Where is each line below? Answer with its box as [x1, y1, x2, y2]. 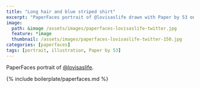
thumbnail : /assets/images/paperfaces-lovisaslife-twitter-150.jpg [11, 36, 183, 42]
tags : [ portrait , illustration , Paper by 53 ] [6, 48, 121, 54]
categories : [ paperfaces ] [6, 42, 70, 48]
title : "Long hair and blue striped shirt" [6, 8, 116, 15]
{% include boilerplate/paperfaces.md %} [6, 75, 109, 82]
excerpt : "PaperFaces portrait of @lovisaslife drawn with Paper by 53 [6, 14, 187, 20]
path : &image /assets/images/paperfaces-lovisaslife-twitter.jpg [11, 25, 177, 32]
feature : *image [11, 31, 52, 37]
